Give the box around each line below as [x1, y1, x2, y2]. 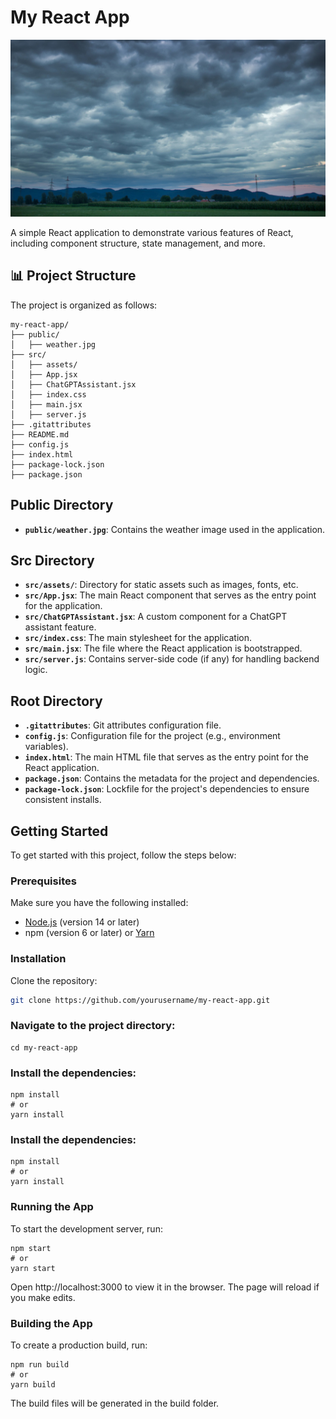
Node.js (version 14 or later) [24, 916, 140, 928]
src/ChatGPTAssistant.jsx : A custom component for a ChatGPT [24, 611, 288, 623]
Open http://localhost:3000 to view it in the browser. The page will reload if [10, 1281, 320, 1293]
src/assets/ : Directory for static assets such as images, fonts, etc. [24, 579, 299, 591]
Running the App [10, 1200, 94, 1214]
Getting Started [10, 822, 109, 840]
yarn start [10, 1263, 56, 1273]
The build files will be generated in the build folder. [10, 1397, 220, 1409]
